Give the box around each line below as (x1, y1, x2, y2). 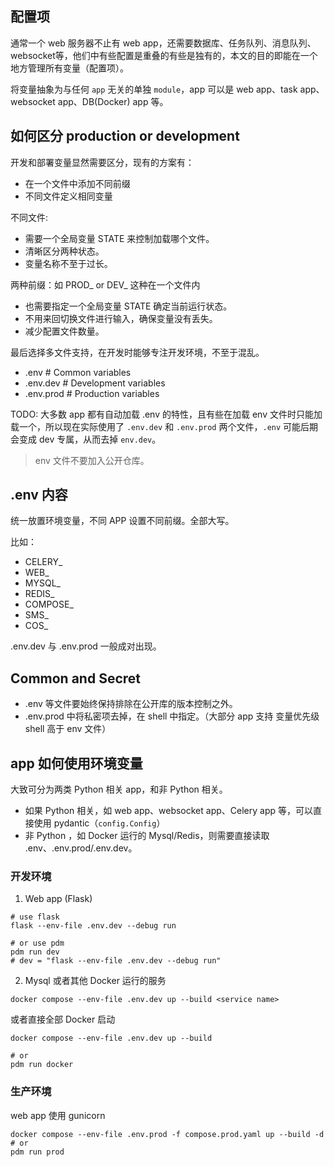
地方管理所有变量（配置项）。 (10, 62, 129, 74)
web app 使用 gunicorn (10, 1109, 106, 1121)
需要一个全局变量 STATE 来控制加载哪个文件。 (24, 232, 215, 244)
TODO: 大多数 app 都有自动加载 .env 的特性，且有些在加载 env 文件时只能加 (10, 408, 323, 420)
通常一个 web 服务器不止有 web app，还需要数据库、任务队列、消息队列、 (10, 37, 317, 49)
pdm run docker (10, 1060, 74, 1070)
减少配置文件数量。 (24, 325, 105, 337)
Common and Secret (10, 670, 142, 687)
